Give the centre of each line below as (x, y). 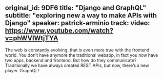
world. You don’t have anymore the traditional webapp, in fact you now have (81, 55)
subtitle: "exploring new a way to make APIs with (81, 16)
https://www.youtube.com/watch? (59, 31)
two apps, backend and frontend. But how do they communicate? (71, 60)
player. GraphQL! (22, 70)
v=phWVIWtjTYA (32, 38)
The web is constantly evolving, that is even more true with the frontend (77, 50)
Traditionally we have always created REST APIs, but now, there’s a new (77, 65)
